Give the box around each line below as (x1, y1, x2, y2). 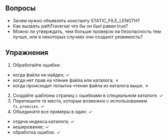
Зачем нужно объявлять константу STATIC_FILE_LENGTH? (12, 17, 140, 23)
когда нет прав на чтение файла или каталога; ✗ (12, 77, 119, 83)
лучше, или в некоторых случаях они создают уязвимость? (12, 33, 143, 40)
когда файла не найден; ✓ (12, 72, 70, 78)
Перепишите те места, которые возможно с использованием (12, 97, 148, 103)
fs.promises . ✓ (12, 103, 45, 109)
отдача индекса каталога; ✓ (12, 118, 75, 124)
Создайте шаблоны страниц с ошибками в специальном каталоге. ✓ (12, 92, 163, 98)
